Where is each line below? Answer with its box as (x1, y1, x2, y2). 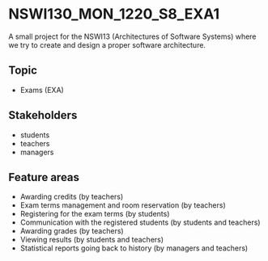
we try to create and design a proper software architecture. (8, 40, 206, 49)
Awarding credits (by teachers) (19, 192, 124, 202)
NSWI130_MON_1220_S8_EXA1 (8, 5, 220, 23)
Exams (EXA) (19, 85, 65, 95)
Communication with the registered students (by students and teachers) (19, 217, 261, 227)
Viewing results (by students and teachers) (19, 235, 164, 245)
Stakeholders (8, 108, 78, 122)
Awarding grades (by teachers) (19, 226, 124, 236)
